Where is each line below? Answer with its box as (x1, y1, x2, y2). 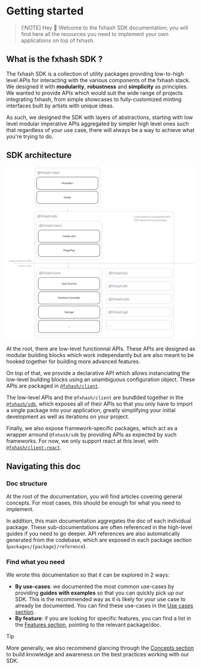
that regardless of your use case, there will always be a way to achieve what (6, 126, 195, 133)
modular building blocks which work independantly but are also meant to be (6, 352, 194, 359)
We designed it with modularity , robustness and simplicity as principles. (6, 83, 188, 90)
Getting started (6, 4, 84, 18)
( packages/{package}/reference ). (6, 542, 87, 550)
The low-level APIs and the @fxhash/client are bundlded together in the (6, 394, 184, 401)
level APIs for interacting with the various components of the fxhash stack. (6, 76, 191, 83)
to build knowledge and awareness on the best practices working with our (6, 651, 190, 658)
